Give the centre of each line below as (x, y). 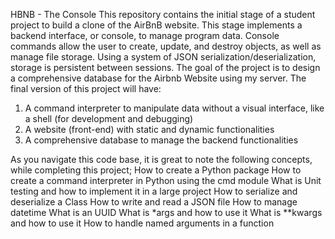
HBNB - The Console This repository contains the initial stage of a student (163, 14)
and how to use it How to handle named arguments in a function (142, 223)
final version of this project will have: (86, 88)
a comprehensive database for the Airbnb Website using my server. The (158, 78)
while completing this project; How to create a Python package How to (156, 170)
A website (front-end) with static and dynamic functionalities (149, 129)
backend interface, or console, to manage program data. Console (145, 35)
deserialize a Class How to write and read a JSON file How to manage (154, 202)
